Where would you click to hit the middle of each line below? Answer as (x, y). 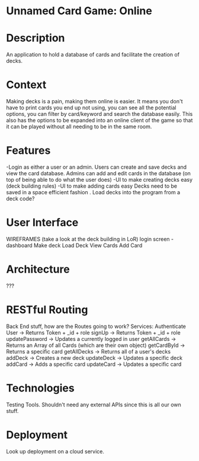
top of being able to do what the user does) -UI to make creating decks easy (99, 180)
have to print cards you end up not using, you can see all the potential (91, 108)
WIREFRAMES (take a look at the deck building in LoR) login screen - (90, 239)
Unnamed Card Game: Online (79, 11)
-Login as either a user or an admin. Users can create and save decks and (97, 167)
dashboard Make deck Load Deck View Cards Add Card (74, 245)
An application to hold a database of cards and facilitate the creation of (93, 55)
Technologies (41, 388)
